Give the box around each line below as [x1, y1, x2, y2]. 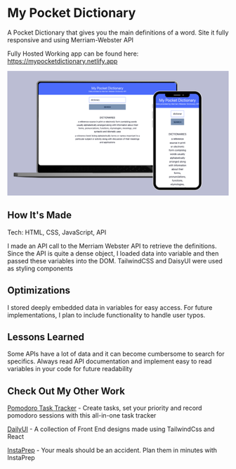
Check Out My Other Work [7, 385, 125, 397]
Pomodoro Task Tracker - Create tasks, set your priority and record [7, 404, 202, 413]
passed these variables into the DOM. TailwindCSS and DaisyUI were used [7, 256, 223, 265]
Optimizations [7, 284, 70, 296]
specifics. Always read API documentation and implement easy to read [7, 357, 212, 365]
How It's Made [7, 209, 72, 221]
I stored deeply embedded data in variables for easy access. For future [7, 303, 213, 311]
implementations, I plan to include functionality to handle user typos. [7, 311, 206, 319]
